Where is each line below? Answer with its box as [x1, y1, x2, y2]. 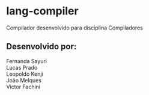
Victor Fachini [6, 83, 41, 90]
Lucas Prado [6, 64, 38, 71]
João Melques [6, 76, 42, 84]
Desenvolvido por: [6, 41, 77, 52]
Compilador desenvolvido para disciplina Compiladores [6, 24, 143, 31]
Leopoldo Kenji [6, 70, 43, 78]
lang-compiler [6, 4, 79, 18]
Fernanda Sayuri [6, 57, 47, 64]
